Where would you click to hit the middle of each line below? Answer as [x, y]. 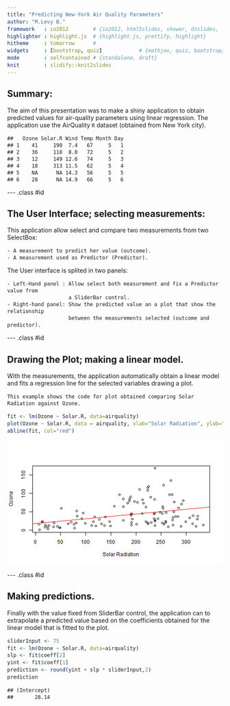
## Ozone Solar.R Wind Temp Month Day [66, 138]
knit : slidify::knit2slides [59, 65]
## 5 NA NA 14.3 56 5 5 [66, 173]
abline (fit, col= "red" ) [41, 431]
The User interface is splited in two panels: [67, 270]
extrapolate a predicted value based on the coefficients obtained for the [108, 620]
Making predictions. [51, 597]
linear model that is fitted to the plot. [58, 627]
